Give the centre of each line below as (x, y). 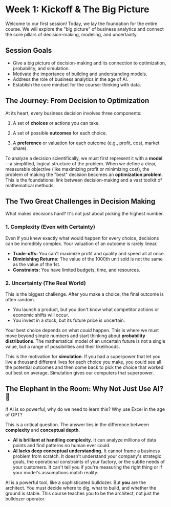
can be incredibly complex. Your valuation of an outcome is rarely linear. (81, 244)
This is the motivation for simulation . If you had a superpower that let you (83, 356)
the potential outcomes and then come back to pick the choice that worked (84, 367)
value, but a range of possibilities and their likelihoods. (63, 346)
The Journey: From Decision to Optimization (77, 101)
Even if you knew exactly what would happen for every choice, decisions (82, 238)
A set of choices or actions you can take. (56, 123)
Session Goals (29, 50)
